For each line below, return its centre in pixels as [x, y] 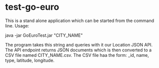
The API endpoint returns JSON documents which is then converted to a [78, 50]
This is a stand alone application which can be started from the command [79, 21]
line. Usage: [17, 25]
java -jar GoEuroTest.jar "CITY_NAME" [44, 35]
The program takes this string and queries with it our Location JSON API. [79, 45]
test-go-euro [32, 7]
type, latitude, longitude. [30, 60]
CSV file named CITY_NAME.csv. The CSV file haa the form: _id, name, [77, 55]
